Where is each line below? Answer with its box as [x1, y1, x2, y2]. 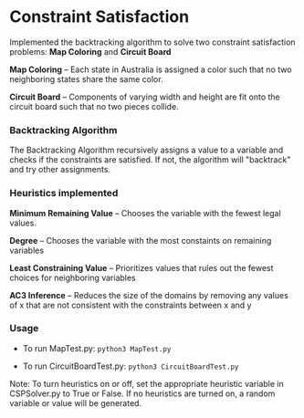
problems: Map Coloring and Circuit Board [9, 46, 172, 57]
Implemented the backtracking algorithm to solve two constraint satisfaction [9, 37, 296, 47]
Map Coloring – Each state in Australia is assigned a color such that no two [9, 64, 292, 75]
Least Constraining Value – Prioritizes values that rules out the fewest [9, 262, 274, 273]
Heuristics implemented [9, 187, 119, 200]
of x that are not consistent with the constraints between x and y [9, 299, 252, 310]
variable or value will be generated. [9, 397, 142, 408]
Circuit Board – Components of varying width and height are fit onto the [9, 91, 280, 102]
